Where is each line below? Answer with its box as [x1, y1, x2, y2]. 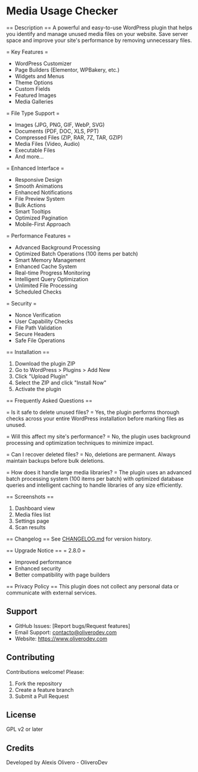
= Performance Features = [6, 232, 72, 239]
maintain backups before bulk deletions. [6, 457, 105, 464]
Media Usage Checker [6, 4, 118, 18]
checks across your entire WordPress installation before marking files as [6, 414, 184, 422]
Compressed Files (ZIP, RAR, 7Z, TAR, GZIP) [14, 133, 123, 141]
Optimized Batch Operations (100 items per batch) [14, 250, 138, 257]
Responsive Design [14, 176, 63, 183]
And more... [14, 152, 44, 160]
